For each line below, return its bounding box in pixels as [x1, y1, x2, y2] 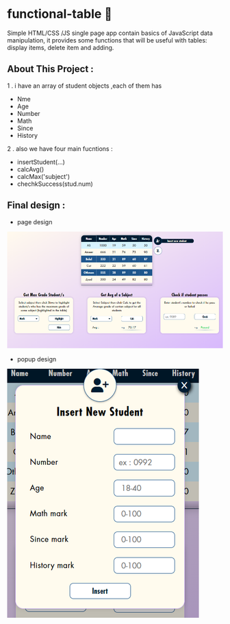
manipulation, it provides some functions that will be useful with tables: [7, 36, 207, 44]
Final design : [7, 200, 66, 211]
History [16, 131, 38, 139]
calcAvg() [16, 165, 44, 173]
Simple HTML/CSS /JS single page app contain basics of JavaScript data [7, 29, 214, 37]
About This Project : [7, 63, 94, 75]
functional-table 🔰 [7, 6, 113, 22]
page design [16, 217, 53, 226]
